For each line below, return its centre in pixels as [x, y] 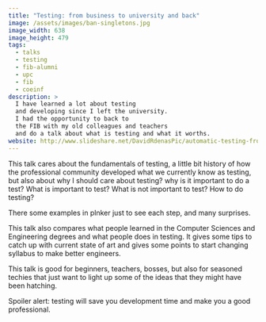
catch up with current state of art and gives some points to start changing [128, 245]
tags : [17, 45]
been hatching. [33, 286]
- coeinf [30, 89]
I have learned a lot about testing [76, 104]
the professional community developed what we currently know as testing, [130, 172]
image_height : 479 [38, 38]
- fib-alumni [37, 67]
